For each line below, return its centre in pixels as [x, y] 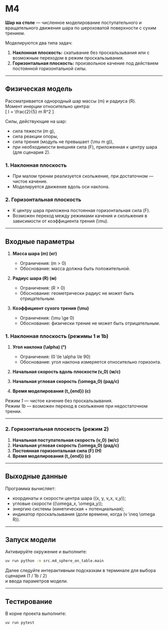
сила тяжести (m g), [34, 131]
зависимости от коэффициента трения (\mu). [60, 221]
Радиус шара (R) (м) [34, 278]
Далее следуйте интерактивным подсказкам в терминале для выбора [80, 570]
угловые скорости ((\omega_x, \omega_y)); [58, 503]
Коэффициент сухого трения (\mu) [50, 308]
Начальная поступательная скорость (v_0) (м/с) [65, 440]
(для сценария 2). [31, 152]
